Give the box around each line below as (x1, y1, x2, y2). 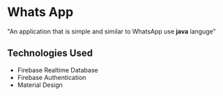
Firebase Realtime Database (17, 65, 99, 74)
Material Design (17, 81, 63, 89)
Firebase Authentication (17, 73, 86, 81)
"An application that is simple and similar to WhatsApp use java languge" (7, 27, 216, 35)
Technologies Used (7, 47, 93, 59)
